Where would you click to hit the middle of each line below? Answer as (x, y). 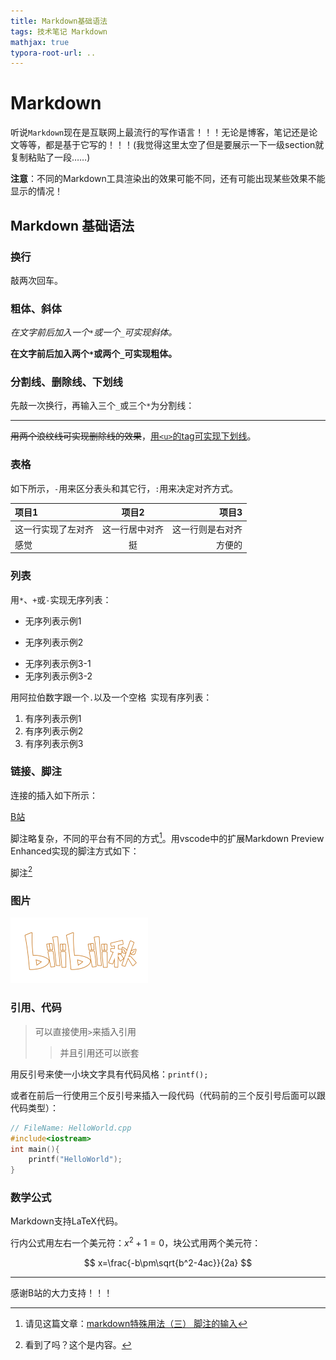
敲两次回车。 (36, 280)
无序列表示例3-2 (58, 676)
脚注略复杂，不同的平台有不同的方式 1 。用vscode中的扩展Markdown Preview (167, 837)
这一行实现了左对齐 (54, 529)
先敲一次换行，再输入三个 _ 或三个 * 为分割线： (102, 406)
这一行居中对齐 (133, 529)
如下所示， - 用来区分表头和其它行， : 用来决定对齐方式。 (124, 488)
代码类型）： (34, 1107)
